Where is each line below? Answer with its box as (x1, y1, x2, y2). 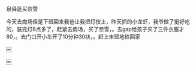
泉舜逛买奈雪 (6, 5, 38, 12)
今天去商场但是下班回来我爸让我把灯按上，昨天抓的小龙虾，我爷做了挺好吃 (6, 18, 190, 25)
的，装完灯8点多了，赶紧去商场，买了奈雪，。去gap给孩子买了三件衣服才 (6, 26, 185, 32)
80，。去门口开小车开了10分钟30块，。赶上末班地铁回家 (6, 33, 141, 40)
